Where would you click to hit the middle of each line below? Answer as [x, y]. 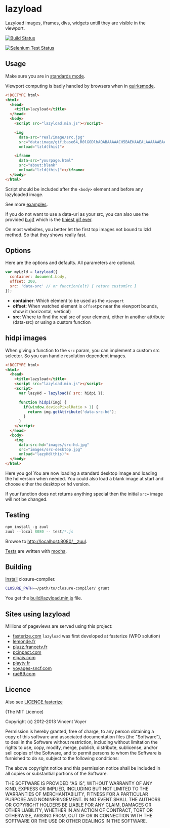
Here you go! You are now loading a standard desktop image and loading [81, 473]
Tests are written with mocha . [36, 551]
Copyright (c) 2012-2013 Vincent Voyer [46, 721]
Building [18, 567]
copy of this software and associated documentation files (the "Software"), [83, 737]
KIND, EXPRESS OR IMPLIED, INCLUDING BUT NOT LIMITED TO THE [77, 788]
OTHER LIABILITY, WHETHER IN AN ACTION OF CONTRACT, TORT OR [79, 810]
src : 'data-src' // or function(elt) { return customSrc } [73, 286]
